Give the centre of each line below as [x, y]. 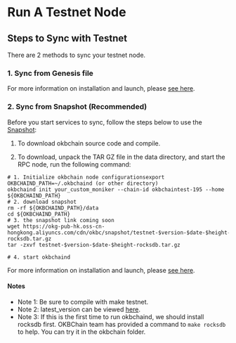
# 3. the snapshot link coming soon [61, 220]
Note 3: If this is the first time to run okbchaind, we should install [111, 316]
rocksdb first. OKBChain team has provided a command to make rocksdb [122, 324]
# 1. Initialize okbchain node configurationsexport [86, 177]
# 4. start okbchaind [39, 257]
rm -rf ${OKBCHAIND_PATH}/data [53, 208]
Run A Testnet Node [67, 12]
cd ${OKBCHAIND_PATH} [39, 214]
